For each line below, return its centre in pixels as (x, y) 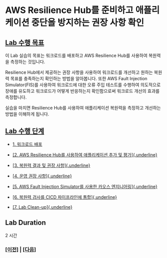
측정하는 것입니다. (28, 62)
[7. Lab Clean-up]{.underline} (42, 207)
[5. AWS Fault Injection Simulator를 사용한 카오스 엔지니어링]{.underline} (85, 186)
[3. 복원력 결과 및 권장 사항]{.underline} (51, 165)
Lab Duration (26, 223)
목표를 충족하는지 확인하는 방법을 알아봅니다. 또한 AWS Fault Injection (79, 78)
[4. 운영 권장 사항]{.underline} (42, 176)
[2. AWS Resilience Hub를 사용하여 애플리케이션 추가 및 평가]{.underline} (85, 154)
